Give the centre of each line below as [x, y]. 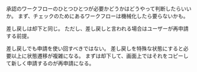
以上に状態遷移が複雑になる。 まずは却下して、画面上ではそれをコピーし [100, 56]
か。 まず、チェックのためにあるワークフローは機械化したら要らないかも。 [97, 16]
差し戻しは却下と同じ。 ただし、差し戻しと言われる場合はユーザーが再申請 [97, 29]
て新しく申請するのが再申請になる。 [50, 63]
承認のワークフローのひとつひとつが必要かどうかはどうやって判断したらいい [99, 9]
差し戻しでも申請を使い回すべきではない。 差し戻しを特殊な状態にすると [95, 48]
